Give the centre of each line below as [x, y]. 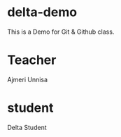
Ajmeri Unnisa [27, 79]
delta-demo [42, 12]
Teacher [32, 60]
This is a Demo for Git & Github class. [61, 32]
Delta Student [27, 127]
